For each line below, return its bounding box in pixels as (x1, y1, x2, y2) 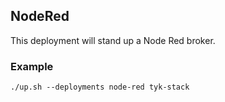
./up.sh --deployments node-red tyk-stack (10, 82, 190, 93)
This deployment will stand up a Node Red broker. (10, 34, 216, 46)
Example (10, 59, 54, 73)
